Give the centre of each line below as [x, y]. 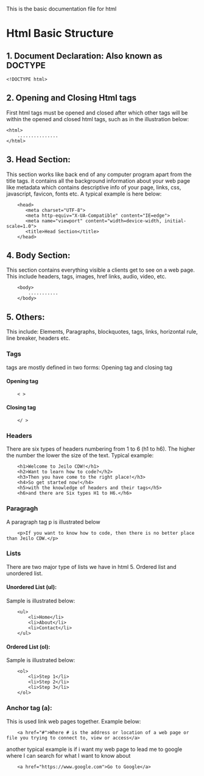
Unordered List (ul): [31, 587]
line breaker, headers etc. [38, 338]
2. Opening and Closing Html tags [72, 98]
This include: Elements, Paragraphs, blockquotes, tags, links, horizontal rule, [102, 332]
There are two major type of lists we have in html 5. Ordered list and [91, 566]
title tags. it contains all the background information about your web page [98, 181]
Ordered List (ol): [28, 647]
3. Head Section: [39, 160]
